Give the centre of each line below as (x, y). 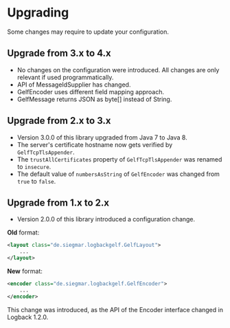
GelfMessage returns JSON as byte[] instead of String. (94, 99)
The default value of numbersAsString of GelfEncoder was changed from (118, 174)
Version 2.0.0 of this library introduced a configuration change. (106, 219)
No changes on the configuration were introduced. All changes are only (118, 69)
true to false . (36, 181)
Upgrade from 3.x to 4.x (59, 53)
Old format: (23, 232)
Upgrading (38, 13)
